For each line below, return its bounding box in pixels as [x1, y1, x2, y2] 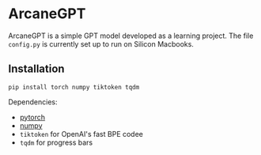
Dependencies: [8, 96, 58, 107]
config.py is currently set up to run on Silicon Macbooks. [8, 39, 194, 48]
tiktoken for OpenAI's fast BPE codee [19, 129, 144, 138]
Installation [8, 62, 65, 76]
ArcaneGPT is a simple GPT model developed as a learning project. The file [8, 31, 254, 40]
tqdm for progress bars [19, 138, 93, 147]
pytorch [19, 112, 46, 122]
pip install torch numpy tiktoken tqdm [8, 83, 140, 91]
